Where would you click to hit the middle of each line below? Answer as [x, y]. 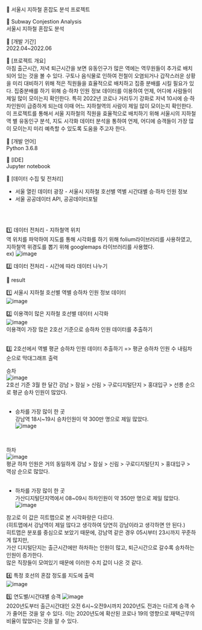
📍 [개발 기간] [21, 41]
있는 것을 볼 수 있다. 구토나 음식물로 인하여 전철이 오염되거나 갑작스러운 [101, 76]
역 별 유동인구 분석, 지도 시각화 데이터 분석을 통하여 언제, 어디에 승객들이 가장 [97, 121]
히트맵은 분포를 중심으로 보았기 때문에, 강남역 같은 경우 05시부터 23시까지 [93, 532]
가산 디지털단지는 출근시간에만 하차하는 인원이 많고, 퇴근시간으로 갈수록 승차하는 [100, 547]
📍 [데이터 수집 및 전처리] [35, 178]
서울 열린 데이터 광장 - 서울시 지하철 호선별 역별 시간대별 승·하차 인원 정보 [101, 191]
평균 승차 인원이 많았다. [40, 392]
